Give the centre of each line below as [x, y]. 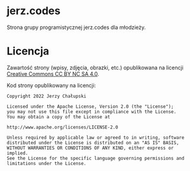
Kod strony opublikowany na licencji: [51, 85]
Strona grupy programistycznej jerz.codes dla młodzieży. [76, 27]
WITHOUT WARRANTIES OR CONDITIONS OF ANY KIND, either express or [90, 148]
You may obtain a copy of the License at [59, 117]
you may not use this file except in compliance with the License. [92, 112]
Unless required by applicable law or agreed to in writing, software [96, 137]
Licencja [28, 51]
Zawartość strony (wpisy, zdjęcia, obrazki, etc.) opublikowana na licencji [95, 67]
